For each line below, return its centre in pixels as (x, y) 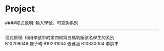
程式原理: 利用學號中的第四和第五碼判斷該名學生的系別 (60, 38)
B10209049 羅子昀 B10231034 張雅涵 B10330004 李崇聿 (62, 43)
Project (20, 9)
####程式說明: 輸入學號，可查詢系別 (42, 23)
